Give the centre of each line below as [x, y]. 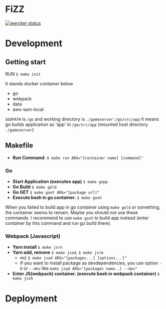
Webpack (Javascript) [33, 236]
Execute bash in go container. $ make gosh [57, 198]
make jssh [23, 279]
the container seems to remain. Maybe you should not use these [72, 213]
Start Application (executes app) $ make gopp [60, 182]
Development [34, 43]
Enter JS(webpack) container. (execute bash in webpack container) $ [86, 274]
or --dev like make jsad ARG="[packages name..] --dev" [80, 268]
